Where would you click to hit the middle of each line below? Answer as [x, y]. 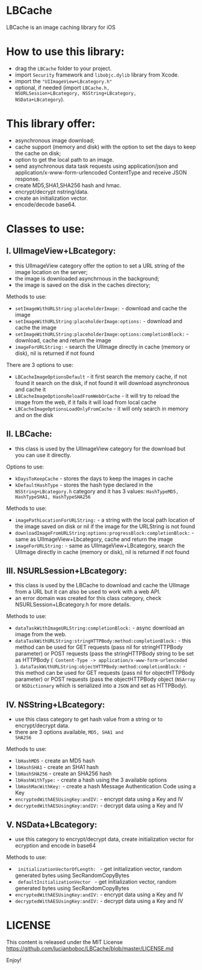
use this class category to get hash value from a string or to [89, 720]
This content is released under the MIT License [65, 942]
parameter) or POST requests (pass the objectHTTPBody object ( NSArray [105, 679]
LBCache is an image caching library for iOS [61, 27]
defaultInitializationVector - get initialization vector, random [97, 882]
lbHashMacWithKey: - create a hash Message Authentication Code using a [106, 787]
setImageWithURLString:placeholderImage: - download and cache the [101, 308]
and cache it [30, 389]
